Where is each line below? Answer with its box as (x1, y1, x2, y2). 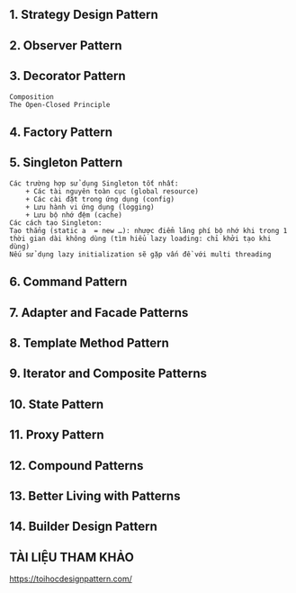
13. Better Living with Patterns (9, 488, 181, 503)
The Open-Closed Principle (9, 100, 111, 109)
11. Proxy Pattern (9, 427, 105, 443)
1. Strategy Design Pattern (9, 7, 159, 22)
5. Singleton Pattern (9, 155, 123, 170)
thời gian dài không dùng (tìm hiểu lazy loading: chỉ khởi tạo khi (9, 234, 272, 243)
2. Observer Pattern (9, 38, 123, 53)
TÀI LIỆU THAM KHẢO (9, 549, 135, 565)
